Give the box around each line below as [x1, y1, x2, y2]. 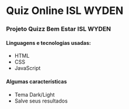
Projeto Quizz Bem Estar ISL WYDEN [6, 25, 111, 33]
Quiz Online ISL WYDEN [6, 4, 124, 17]
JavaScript [14, 65, 41, 72]
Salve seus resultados [14, 97, 68, 104]
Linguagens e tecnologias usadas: [6, 39, 92, 46]
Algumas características [6, 78, 67, 85]
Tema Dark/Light [14, 91, 55, 98]
